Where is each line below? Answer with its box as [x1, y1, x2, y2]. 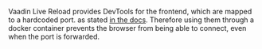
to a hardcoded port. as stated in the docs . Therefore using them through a [8, 15, 255, 24]
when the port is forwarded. [8, 32, 100, 41]
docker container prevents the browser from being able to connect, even [8, 24, 247, 32]
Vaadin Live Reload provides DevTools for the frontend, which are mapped [8, 7, 252, 16]
